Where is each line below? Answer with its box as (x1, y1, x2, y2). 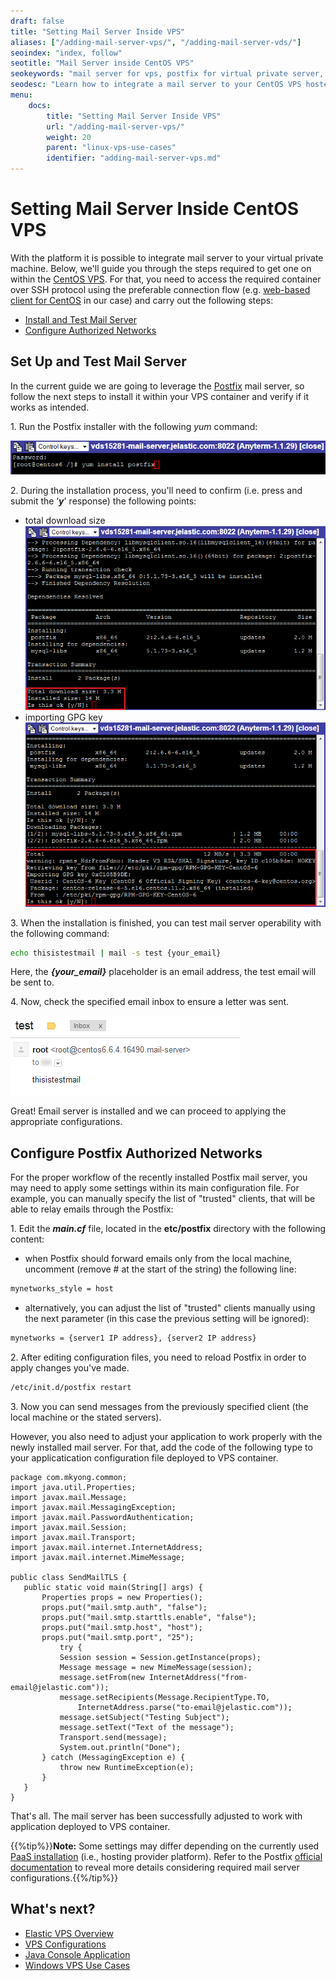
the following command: (10, 927, 110, 939)
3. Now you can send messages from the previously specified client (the (10, 1400, 309, 1412)
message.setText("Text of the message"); (59, 1722, 235, 1732)
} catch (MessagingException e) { (41, 1752, 186, 1762)
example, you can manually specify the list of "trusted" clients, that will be (10, 1193, 316, 1205)
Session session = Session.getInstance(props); (59, 1652, 262, 1662)
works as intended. (10, 401, 90, 413)
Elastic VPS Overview (24, 1927, 114, 1939)
